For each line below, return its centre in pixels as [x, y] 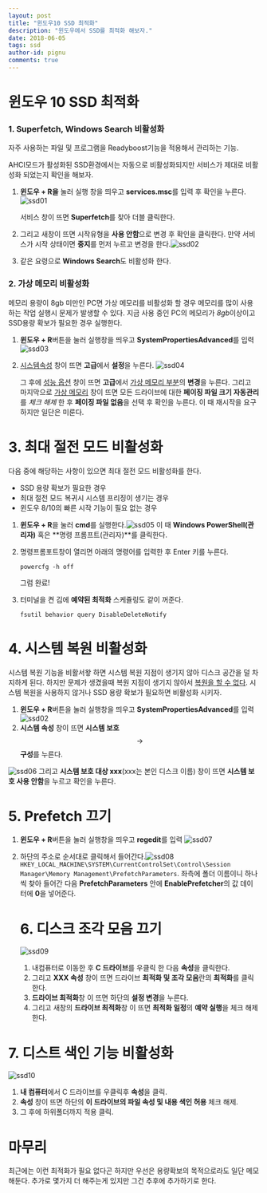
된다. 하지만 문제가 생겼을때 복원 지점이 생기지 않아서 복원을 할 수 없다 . [139, 682]
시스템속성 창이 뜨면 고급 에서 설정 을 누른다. [87, 365]
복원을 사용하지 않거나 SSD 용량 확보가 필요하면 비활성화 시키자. [122, 692]
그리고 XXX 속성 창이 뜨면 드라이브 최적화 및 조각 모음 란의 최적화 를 [135, 978]
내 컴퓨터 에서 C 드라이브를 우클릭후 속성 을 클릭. [93, 1092]
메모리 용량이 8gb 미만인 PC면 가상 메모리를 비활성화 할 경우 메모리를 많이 [124, 302]
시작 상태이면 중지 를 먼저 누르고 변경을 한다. [103, 244]
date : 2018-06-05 [37, 38]
